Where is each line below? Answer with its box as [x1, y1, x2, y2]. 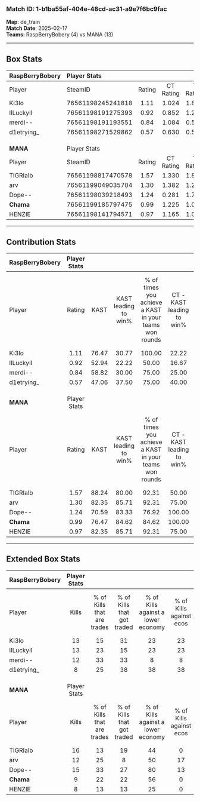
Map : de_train [6, 19, 40, 26]
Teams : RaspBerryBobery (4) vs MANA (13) [6, 31, 114, 38]
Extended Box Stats [6, 554, 80, 564]
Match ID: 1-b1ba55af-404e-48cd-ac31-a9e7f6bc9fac [6, 5, 167, 13]
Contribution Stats [6, 237, 76, 247]
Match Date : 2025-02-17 [6, 24, 68, 32]
